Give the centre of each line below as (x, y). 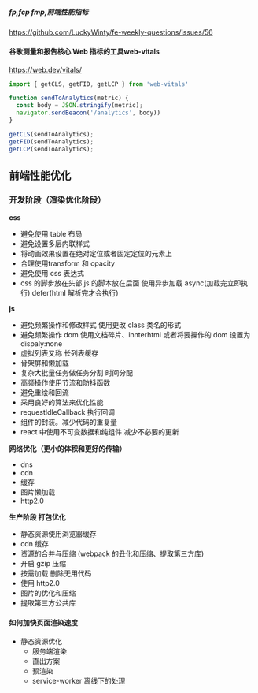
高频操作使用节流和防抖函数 (65, 383)
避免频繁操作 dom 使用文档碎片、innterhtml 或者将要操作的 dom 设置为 (135, 335)
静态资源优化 (41, 642)
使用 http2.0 (40, 583)
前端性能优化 (40, 175)
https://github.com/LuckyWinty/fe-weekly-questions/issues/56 (111, 32)
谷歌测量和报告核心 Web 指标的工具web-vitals (85, 51)
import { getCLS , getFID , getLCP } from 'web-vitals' (99, 84)
